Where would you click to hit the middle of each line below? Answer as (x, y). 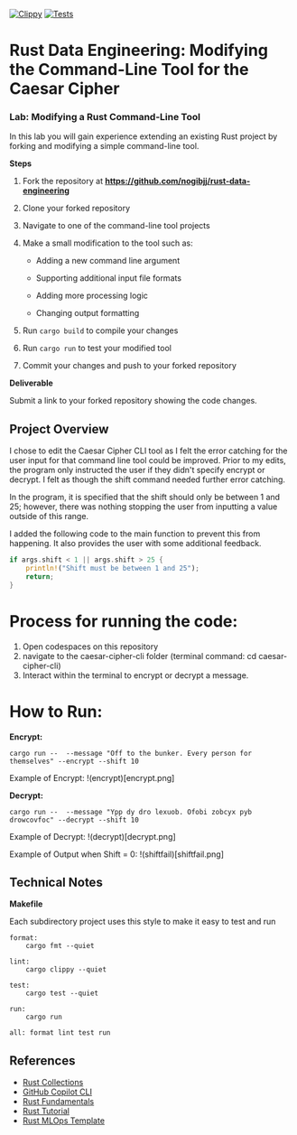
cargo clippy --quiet (66, 970)
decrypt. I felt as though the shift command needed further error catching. (148, 479)
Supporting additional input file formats (109, 278)
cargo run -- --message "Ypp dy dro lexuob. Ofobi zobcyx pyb (131, 812)
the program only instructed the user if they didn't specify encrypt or (137, 470)
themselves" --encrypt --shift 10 (74, 761)
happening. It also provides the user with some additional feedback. (135, 544)
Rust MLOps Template (64, 1121)
